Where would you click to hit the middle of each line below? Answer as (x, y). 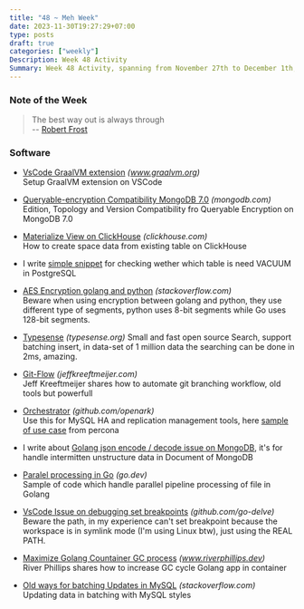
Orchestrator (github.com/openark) (88, 411)
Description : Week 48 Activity (68, 60)
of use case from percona (71, 430)
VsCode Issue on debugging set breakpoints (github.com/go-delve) (148, 512)
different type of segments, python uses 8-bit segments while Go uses (154, 310)
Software (30, 153)
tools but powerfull (57, 393)
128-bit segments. (56, 320)
